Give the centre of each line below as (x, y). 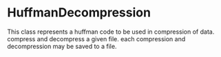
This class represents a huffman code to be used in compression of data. (111, 32)
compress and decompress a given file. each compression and (96, 38)
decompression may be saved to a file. (62, 46)
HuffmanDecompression (79, 13)
